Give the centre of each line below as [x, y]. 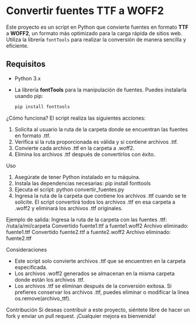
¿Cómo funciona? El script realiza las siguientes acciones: [76, 118]
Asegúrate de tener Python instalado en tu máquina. [77, 177]
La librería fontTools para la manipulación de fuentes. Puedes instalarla [101, 90]
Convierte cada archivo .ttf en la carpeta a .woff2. [74, 148]
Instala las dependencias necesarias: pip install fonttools [82, 183]
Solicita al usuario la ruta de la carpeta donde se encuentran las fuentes [101, 129]
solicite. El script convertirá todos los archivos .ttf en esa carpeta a [95, 202]
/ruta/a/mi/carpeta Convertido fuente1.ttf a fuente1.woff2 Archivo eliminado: [97, 226]
